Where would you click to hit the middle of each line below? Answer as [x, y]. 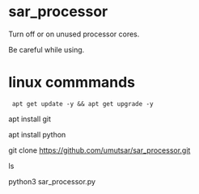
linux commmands [72, 82]
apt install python [37, 134]
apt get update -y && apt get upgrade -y [83, 103]
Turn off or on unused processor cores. [74, 34]
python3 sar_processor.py [52, 181]
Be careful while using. [47, 49]
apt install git [30, 119]
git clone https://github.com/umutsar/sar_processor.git [99, 150]
